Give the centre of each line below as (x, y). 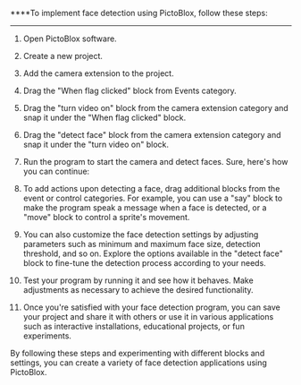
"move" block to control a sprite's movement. (106, 217)
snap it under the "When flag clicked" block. (105, 117)
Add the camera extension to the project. (98, 73)
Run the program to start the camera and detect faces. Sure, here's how (155, 162)
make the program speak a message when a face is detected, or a (145, 208)
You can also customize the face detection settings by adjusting (141, 235)
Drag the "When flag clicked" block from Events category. (130, 90)
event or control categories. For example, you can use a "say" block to (153, 198)
